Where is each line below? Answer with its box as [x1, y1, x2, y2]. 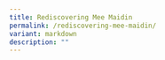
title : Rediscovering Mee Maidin [9, 12, 133, 22]
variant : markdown [9, 29, 77, 38]
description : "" [9, 37, 69, 47]
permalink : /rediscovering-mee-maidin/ [9, 21, 157, 30]
